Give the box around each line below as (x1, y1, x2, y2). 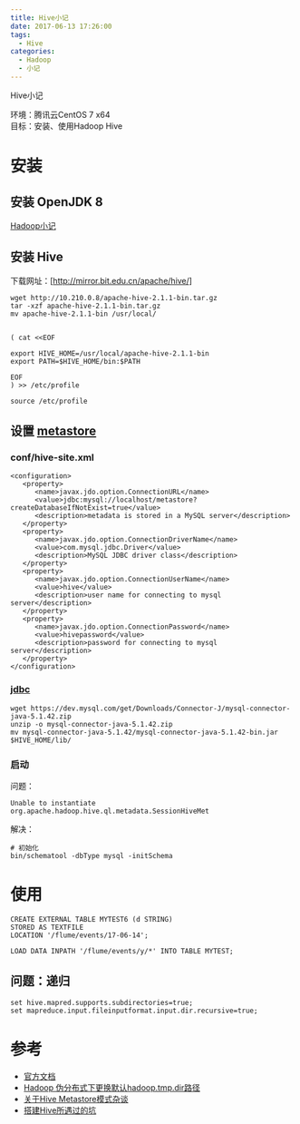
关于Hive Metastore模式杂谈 (23, 1093, 130, 1104)
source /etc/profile (10, 396, 89, 406)
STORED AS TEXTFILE (10, 923, 84, 932)
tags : (10, 30, 31, 39)
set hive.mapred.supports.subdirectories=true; (10, 998, 194, 1007)
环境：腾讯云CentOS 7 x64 (10, 109, 111, 120)
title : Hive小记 (10, 13, 69, 23)
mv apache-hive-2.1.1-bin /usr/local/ (10, 309, 157, 318)
